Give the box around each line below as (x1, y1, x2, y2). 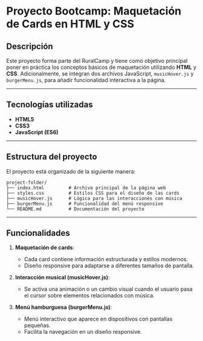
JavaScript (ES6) (14, 128, 59, 135)
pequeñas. (24, 322, 51, 329)
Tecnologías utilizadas (6, 100, 93, 110)
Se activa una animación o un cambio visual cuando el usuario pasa (24, 285, 193, 293)
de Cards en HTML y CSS (6, 17, 135, 31)
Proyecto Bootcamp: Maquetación (6, 4, 182, 18)
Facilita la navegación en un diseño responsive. (24, 328, 142, 336)
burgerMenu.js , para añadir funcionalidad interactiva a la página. (6, 77, 166, 83)
